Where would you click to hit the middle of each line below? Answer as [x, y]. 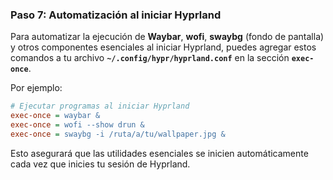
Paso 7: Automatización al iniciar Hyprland [116, 15]
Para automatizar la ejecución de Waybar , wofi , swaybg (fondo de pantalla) [167, 37]
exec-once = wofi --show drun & [77, 125]
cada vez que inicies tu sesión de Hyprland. [100, 164]
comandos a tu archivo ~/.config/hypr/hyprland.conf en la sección [150, 58]
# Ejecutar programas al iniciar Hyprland [100, 106]
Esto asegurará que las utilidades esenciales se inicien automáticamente [159, 153]
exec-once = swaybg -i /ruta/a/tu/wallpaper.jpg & [118, 134]
